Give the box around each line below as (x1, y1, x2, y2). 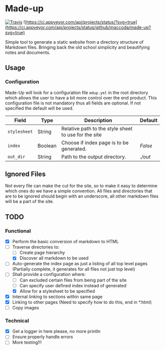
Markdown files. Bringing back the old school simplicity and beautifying (5, 44, 150, 50)
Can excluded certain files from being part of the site (19, 277, 127, 283)
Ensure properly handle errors (12, 334, 73, 340)
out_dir (7, 154, 26, 159)
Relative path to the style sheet (61, 125, 133, 132)
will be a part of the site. (5, 199, 54, 204)
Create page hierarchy (19, 250, 65, 255)
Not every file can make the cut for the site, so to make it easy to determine (5, 183, 158, 189)
